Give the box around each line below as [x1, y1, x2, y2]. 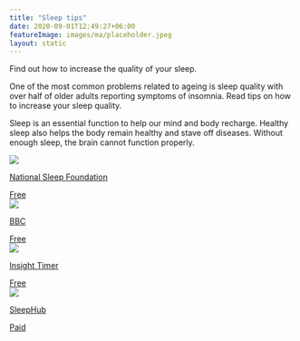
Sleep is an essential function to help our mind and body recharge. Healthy [9, 118, 289, 129]
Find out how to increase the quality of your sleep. [9, 63, 198, 74]
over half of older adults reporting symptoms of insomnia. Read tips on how [9, 91, 292, 102]
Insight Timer [9, 260, 59, 271]
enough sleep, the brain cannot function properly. [9, 137, 195, 148]
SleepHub [9, 305, 47, 316]
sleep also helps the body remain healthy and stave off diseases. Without [9, 128, 284, 139]
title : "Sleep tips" [9, 13, 88, 23]
